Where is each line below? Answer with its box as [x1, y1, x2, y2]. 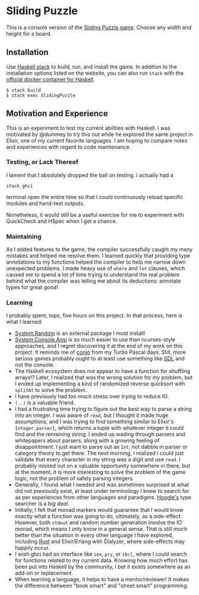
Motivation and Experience [6, 109, 108, 119]
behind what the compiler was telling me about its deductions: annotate [6, 277, 181, 284]
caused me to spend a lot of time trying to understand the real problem [6, 271, 180, 278]
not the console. [14, 361, 55, 369]
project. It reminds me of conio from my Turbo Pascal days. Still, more [14, 349, 186, 356]
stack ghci [6, 183, 33, 189]
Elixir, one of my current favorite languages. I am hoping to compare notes [6, 137, 188, 144]
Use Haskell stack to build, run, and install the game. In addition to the [6, 63, 177, 70]
